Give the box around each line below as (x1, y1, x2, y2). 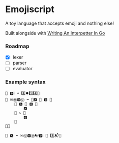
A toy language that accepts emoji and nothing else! (5, 20, 114, 26)
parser (12, 60, 27, 66)
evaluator (12, 66, 33, 72)
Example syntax (5, 78, 46, 85)
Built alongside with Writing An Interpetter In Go (5, 30, 105, 36)
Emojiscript (5, 4, 55, 15)
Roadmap (5, 42, 29, 50)
